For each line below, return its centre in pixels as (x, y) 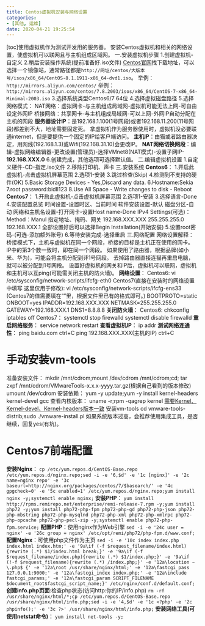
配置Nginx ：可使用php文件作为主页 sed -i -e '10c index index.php (93, 540)
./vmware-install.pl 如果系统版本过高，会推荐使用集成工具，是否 (118, 416)
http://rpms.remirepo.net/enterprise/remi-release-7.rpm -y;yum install (101, 504)
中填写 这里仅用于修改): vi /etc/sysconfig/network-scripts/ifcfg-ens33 (94, 289)
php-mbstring (23, 515)
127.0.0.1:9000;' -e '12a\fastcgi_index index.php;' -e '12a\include (97, 573)
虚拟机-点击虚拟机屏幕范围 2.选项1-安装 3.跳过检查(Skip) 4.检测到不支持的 (99, 175)
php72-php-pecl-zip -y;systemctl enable (91, 520)
